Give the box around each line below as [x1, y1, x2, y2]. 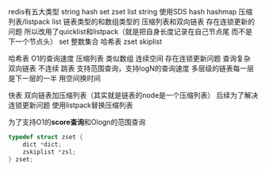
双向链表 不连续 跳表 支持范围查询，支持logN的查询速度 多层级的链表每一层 [8, 64, 254, 73]
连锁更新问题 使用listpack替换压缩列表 [8, 100, 133, 110]
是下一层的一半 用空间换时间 [8, 74, 101, 83]
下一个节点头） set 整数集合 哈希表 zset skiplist [8, 37, 163, 46]
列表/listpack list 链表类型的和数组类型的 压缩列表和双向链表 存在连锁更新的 [8, 17, 256, 26]
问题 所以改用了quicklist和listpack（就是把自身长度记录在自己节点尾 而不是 [8, 27, 253, 36]
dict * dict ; [22, 140, 62, 149]
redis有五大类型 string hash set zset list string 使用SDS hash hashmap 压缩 [8, 7, 253, 16]
